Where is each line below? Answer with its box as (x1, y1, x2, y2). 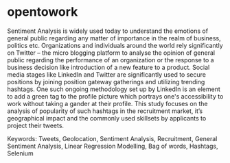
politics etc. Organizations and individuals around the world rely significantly (7, 41, 223, 49)
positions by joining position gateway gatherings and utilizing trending (7, 77, 205, 86)
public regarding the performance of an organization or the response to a (7, 55, 214, 64)
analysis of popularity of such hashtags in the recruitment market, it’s (7, 107, 203, 115)
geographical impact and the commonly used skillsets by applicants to (7, 114, 207, 122)
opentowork (7, 4, 78, 20)
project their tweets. (7, 121, 64, 129)
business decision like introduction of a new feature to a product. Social (7, 63, 210, 71)
